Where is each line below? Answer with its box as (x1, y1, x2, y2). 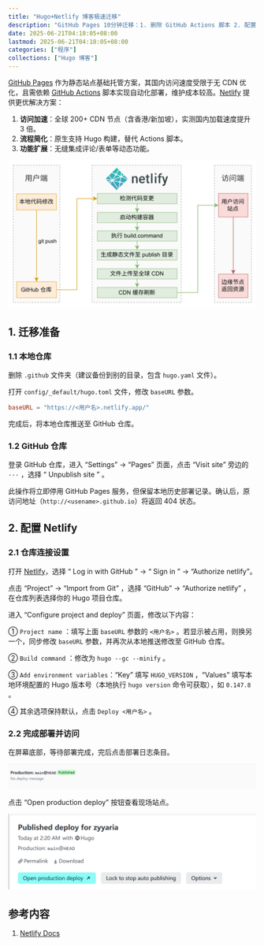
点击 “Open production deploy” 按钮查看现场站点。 (8, 798, 173, 807)
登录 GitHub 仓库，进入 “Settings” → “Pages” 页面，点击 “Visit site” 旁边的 (8, 460, 249, 469)
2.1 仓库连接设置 (8, 547, 69, 558)
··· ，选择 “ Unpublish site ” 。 (8, 469, 109, 480)
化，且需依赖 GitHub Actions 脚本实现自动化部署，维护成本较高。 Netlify (8, 87, 242, 97)
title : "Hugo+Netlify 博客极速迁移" (8, 13, 121, 20)
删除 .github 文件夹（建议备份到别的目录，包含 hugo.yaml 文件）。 (8, 370, 221, 380)
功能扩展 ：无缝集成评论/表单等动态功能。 (19, 144, 154, 153)
